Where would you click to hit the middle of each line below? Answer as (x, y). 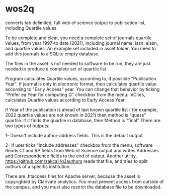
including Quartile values (31, 28)
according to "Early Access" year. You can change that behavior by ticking (82, 89)
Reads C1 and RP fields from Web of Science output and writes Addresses (82, 150)
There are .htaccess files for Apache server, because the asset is (73, 176)
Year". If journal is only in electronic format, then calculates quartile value (81, 84)
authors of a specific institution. (38, 166)
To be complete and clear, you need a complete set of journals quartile (78, 38)
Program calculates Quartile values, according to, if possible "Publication (81, 78)
